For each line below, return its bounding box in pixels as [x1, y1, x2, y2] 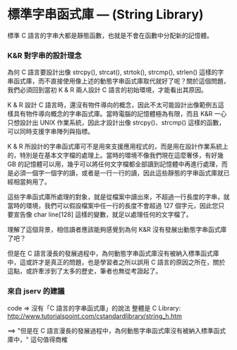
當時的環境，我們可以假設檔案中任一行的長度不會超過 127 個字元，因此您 [7, 202, 219, 210]
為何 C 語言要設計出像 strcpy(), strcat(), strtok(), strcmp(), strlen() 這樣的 [7, 68, 218, 76]
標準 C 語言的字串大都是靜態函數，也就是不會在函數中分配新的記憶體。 [7, 31, 214, 40]
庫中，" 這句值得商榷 [7, 335, 68, 344]
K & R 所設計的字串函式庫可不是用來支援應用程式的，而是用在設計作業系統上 [7, 142, 229, 151]
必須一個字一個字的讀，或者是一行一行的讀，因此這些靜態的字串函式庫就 [13, 169, 224, 177]
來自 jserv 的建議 [7, 286, 65, 296]
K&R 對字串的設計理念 [7, 50, 83, 60]
